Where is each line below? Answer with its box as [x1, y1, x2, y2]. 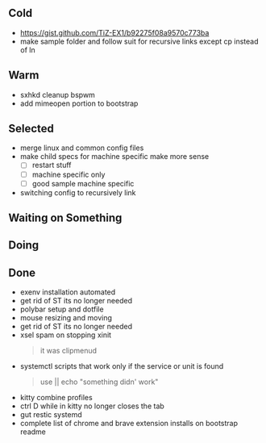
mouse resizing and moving [19, 313, 113, 323]
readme [19, 427, 46, 437]
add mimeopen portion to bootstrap [19, 98, 139, 108]
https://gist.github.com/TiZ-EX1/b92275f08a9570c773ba [19, 27, 210, 37]
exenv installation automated [19, 287, 116, 297]
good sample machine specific [31, 178, 135, 188]
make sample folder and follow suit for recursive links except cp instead [19, 36, 259, 46]
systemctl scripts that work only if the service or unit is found [19, 362, 224, 371]
